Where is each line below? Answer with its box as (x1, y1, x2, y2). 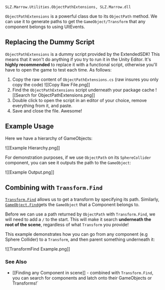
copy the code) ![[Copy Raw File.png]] (12, 81, 90, 87)
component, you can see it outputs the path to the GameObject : (5, 159, 132, 165)
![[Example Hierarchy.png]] (5, 145, 60, 150)
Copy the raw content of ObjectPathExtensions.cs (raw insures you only (12, 76, 159, 82)
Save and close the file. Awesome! (12, 108, 82, 113)
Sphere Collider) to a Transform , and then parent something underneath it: (5, 237, 155, 243)
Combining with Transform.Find (5, 183, 103, 192)
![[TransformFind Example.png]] (5, 246, 70, 252)
